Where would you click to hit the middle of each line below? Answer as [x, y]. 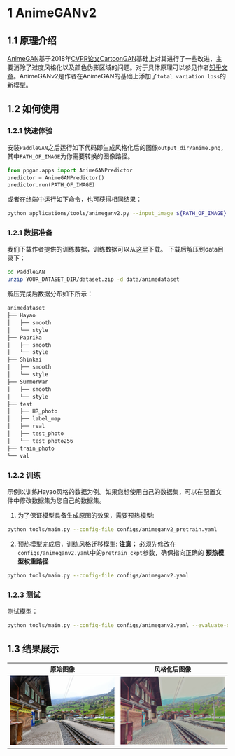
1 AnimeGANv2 [52, 13]
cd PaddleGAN [26, 272]
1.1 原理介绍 [32, 40]
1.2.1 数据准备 [30, 233]
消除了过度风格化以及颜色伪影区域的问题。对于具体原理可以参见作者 [111, 67]
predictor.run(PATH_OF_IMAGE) [51, 185]
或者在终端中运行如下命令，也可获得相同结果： [74, 199]
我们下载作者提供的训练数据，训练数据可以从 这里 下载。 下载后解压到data [113, 249]
